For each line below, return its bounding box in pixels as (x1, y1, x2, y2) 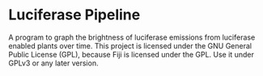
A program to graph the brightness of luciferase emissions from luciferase (8, 32, 256, 42)
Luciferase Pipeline (8, 6, 141, 24)
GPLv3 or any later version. (8, 58, 99, 68)
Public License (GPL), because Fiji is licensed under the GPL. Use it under (8, 49, 255, 59)
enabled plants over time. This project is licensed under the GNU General (8, 40, 252, 50)
